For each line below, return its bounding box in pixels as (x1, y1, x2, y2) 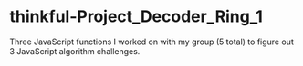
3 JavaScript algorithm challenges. (9, 45, 141, 56)
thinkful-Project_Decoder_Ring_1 (9, 6, 263, 27)
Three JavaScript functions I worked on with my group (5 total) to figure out (9, 36, 294, 47)
